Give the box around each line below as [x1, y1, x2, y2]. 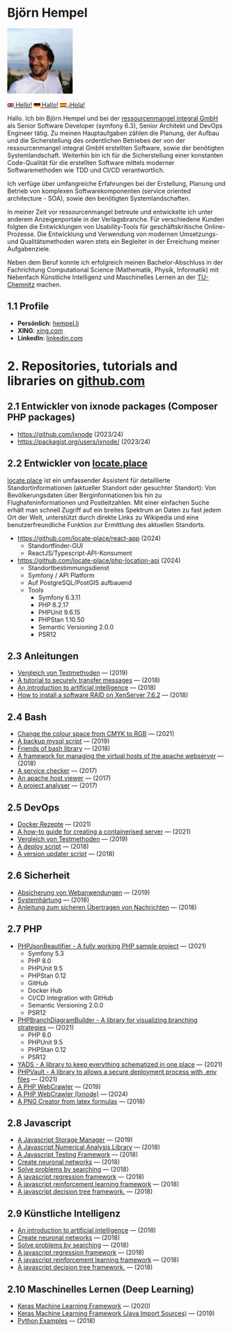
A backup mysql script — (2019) [17, 737, 110, 746]
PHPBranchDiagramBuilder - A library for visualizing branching [17, 1015, 198, 1024]
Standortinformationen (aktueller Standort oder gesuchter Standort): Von [7, 483, 217, 492]
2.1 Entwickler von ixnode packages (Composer [7, 400, 218, 412]
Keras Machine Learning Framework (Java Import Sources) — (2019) [17, 1309, 215, 1317]
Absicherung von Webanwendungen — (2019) [17, 888, 150, 896]
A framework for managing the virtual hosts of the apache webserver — [17, 752, 224, 760]
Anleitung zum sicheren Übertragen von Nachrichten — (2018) [17, 903, 197, 911]
